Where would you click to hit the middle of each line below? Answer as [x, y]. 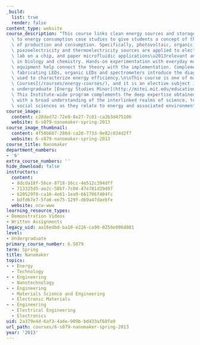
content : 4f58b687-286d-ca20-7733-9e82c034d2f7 [72, 134]
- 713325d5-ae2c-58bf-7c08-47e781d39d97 [62, 189]
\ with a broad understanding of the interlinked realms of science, [99, 100]
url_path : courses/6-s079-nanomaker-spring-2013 [68, 327]
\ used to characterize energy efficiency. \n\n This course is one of [99, 78]
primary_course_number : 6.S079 [45, 244]
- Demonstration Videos [36, 217]
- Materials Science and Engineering [58, 294]
